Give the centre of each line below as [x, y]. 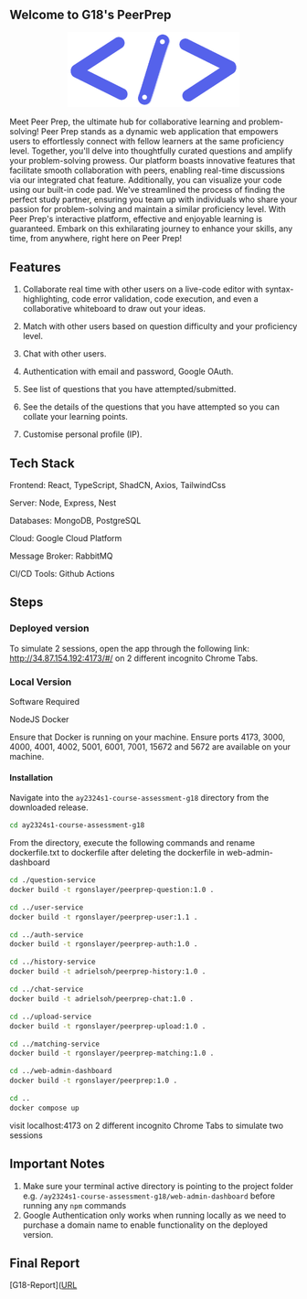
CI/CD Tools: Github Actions [62, 573]
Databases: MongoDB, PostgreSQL [75, 520]
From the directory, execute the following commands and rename [132, 843]
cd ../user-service [47, 907]
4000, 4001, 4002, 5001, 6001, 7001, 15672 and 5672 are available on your [150, 746]
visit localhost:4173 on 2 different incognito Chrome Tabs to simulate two [147, 1125]
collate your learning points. [75, 417]
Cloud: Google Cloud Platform [66, 538]
